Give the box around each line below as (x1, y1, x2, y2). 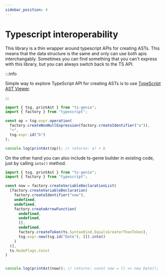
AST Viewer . (5, 86, 31, 92)
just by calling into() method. (5, 160, 66, 166)
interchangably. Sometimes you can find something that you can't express (5, 56, 158, 62)
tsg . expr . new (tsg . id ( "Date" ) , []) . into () (18, 234, 106, 239)
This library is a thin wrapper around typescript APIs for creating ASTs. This (5, 45, 160, 51)
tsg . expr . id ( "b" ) (9, 132, 46, 137)
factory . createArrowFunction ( (14, 206, 77, 211)
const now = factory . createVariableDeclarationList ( (5, 184, 117, 188)
